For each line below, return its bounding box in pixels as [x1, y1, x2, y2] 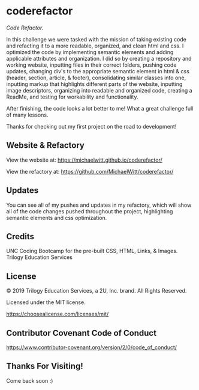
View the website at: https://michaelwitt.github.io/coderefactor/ [6, 156, 163, 163]
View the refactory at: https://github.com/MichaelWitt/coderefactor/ [6, 168, 174, 175]
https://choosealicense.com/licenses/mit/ [6, 311, 109, 318]
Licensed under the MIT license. [6, 299, 86, 306]
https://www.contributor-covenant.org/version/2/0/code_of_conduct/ [6, 344, 177, 351]
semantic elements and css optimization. [6, 214, 107, 221]
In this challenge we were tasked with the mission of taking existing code [6, 35, 187, 43]
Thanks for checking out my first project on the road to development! [6, 123, 177, 130]
